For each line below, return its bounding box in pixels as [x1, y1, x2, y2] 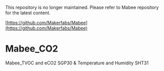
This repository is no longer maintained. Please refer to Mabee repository [5, 5, 159, 10]
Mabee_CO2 [5, 43, 59, 55]
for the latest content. [5, 10, 51, 16]
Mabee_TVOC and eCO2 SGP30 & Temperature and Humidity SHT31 [5, 60, 149, 66]
